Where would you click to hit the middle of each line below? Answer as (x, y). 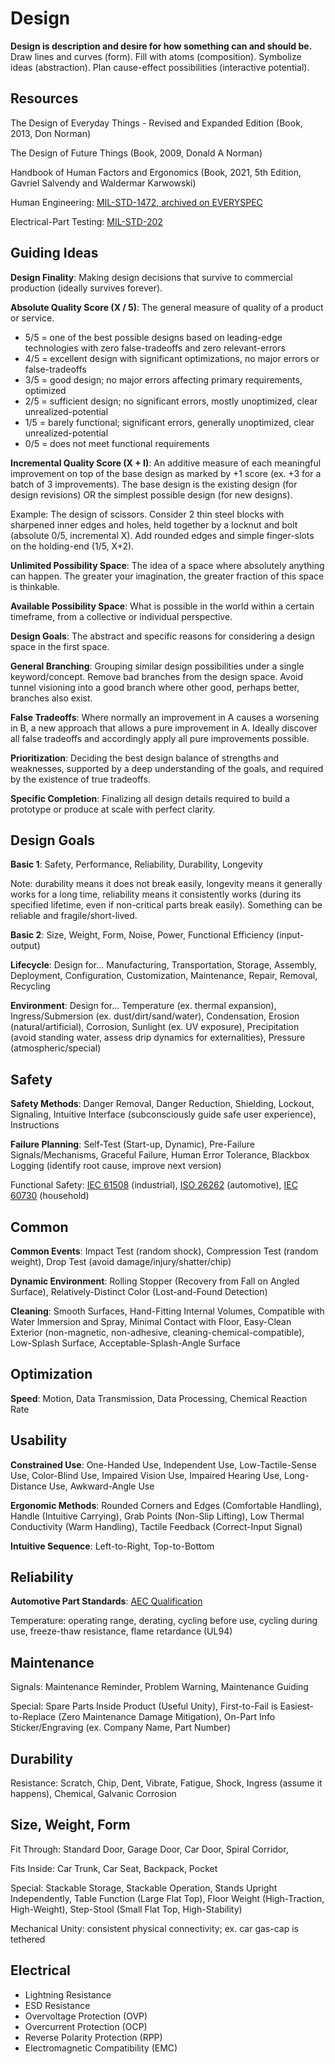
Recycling (30, 986)
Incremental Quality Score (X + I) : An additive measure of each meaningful (166, 463)
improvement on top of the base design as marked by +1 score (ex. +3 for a (166, 473)
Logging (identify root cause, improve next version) (116, 1166)
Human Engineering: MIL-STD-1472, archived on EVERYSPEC (136, 202)
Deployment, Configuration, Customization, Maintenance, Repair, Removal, (164, 976)
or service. (32, 318)
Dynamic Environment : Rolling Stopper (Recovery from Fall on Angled (155, 1281)
